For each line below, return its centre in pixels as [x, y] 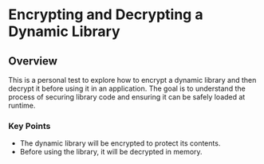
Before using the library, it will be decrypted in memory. [111, 152]
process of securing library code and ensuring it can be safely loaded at [127, 97]
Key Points [30, 126]
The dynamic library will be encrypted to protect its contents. [120, 143]
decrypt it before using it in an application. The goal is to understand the [127, 88]
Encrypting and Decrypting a [106, 15]
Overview [33, 61]
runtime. [22, 105]
